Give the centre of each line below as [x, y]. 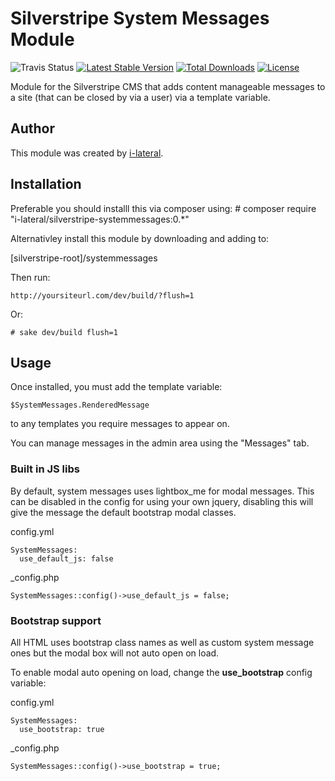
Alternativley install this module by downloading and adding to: [140, 238]
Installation [46, 184]
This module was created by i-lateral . [87, 153]
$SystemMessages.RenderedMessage [80, 405]
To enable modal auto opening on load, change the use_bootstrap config [161, 672]
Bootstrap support [56, 620]
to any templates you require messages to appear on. [120, 424]
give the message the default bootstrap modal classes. [123, 512]
